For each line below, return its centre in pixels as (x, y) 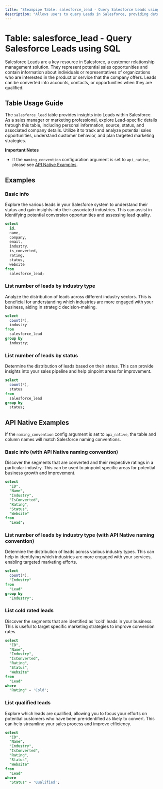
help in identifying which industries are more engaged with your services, (78, 557)
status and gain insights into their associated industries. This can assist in (78, 209)
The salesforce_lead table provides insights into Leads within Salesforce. (78, 115)
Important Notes (22, 150)
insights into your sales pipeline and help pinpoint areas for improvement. (78, 371)
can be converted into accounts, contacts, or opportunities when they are (79, 83)
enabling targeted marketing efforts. (41, 562)
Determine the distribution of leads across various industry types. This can (80, 552)
